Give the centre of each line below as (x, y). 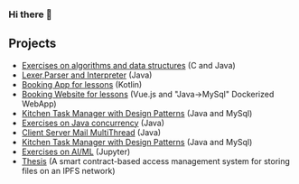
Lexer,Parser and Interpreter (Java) (87, 75)
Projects (33, 44)
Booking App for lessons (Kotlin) (82, 84)
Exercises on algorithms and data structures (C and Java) (128, 65)
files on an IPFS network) (68, 170)
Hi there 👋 (31, 14)
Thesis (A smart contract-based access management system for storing (156, 161)
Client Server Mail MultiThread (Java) (91, 132)
